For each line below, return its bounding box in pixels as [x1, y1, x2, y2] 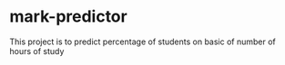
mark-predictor [9, 6, 127, 27]
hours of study [9, 45, 65, 56]
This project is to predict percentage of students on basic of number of [9, 36, 276, 47]
